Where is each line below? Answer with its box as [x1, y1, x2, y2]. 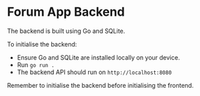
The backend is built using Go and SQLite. [7, 27, 126, 35]
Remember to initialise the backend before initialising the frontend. [7, 81, 194, 89]
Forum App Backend [7, 4, 125, 20]
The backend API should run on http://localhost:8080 [16, 68, 172, 76]
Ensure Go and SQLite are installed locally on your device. [16, 53, 180, 62]
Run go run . [16, 60, 55, 69]
